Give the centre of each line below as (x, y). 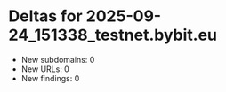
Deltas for (45, 16)
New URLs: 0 (45, 69)
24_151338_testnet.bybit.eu (113, 35)
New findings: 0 (50, 78)
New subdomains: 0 (58, 59)
